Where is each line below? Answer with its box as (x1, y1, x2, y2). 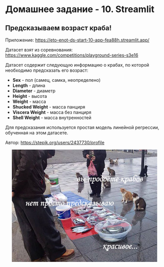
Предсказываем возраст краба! (5, 24, 112, 32)
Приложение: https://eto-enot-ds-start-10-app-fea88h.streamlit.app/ (5, 37, 150, 43)
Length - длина (12, 82, 45, 88)
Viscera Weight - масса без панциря (12, 110, 92, 115)
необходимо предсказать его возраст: (5, 67, 89, 73)
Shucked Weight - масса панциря (12, 104, 86, 110)
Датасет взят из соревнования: (5, 47, 73, 52)
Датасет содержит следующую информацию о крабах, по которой (5, 62, 149, 68)
